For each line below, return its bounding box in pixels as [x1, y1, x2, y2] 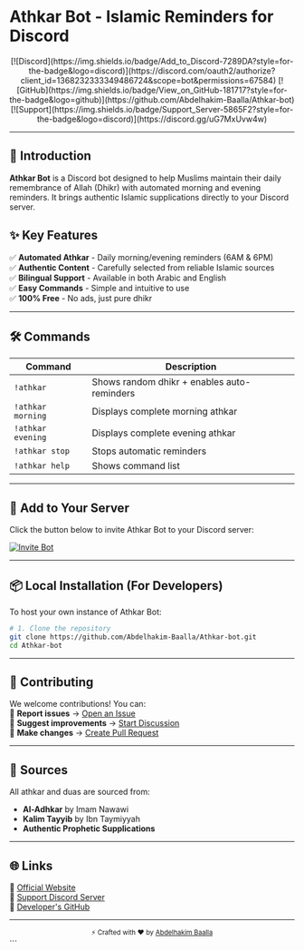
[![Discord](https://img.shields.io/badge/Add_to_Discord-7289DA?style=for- [10, 55, 294, 66]
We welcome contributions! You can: [9, 699, 147, 710]
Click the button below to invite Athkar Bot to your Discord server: [9, 525, 255, 535]
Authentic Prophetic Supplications [22, 823, 156, 834]
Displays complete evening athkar [91, 426, 236, 439]
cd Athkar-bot [9, 641, 63, 650]
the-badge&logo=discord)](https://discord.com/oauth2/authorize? [28, 65, 276, 76]
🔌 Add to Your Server [9, 500, 129, 515]
